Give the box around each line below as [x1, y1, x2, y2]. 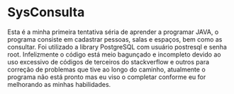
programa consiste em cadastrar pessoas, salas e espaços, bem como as [7, 35, 223, 43]
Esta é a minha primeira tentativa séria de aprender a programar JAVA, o [7, 28, 219, 36]
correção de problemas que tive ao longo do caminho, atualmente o [7, 65, 206, 74]
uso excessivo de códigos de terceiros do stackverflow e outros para [7, 57, 210, 66]
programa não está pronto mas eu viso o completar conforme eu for [7, 72, 206, 81]
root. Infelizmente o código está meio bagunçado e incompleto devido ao [7, 50, 221, 59]
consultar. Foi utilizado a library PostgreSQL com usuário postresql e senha [7, 42, 227, 51]
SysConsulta [7, 4, 85, 20]
